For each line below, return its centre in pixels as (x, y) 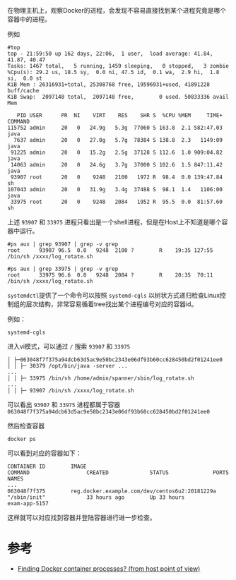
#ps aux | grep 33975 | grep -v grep (63, 269)
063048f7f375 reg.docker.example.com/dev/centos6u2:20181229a (112, 491)
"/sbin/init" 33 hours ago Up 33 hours (96, 497)
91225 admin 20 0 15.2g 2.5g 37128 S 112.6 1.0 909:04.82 (116, 152)
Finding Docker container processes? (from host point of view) (109, 568)
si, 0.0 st (25, 78)
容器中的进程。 (29, 19)
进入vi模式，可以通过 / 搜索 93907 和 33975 (69, 346)
